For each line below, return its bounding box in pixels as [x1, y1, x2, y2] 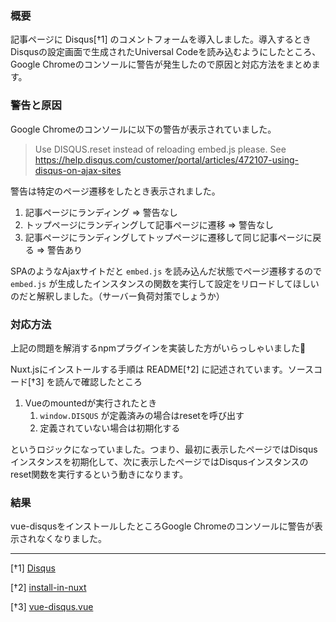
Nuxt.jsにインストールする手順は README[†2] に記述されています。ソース [10, 363, 315, 375]
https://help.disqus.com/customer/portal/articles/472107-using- [34, 153, 300, 166]
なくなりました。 [36, 533, 107, 545]
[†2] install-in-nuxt [10, 582, 87, 594]
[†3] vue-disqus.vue [10, 601, 94, 613]
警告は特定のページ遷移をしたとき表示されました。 [10, 185, 221, 197]
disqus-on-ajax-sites [34, 164, 122, 176]
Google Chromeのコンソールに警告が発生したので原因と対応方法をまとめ [10, 58, 312, 71]
